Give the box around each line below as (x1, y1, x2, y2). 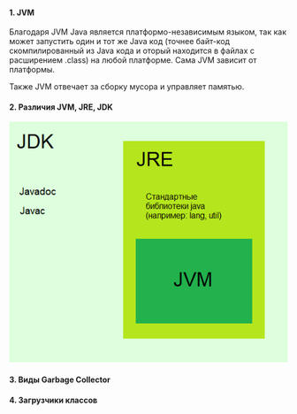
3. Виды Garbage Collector (9, 374, 110, 385)
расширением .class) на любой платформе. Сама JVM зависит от (9, 55, 257, 65)
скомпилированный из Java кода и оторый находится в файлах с (9, 45, 255, 57)
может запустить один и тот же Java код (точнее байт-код (9, 36, 231, 47)
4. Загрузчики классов (9, 395, 98, 405)
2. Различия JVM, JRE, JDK (9, 102, 113, 112)
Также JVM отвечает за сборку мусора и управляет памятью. (9, 81, 245, 92)
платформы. (9, 65, 56, 75)
